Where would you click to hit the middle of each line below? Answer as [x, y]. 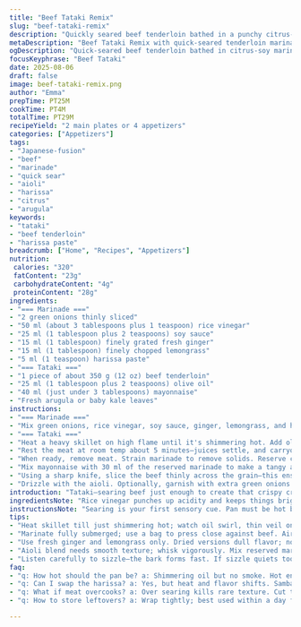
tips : [19, 517]
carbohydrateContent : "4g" [64, 284]
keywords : [28, 217]
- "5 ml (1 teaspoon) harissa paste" [80, 359]
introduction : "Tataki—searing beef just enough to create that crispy [146, 492]
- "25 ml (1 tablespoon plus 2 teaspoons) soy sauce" [112, 334]
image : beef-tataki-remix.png [66, 84]
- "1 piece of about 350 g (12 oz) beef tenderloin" [110, 376]
